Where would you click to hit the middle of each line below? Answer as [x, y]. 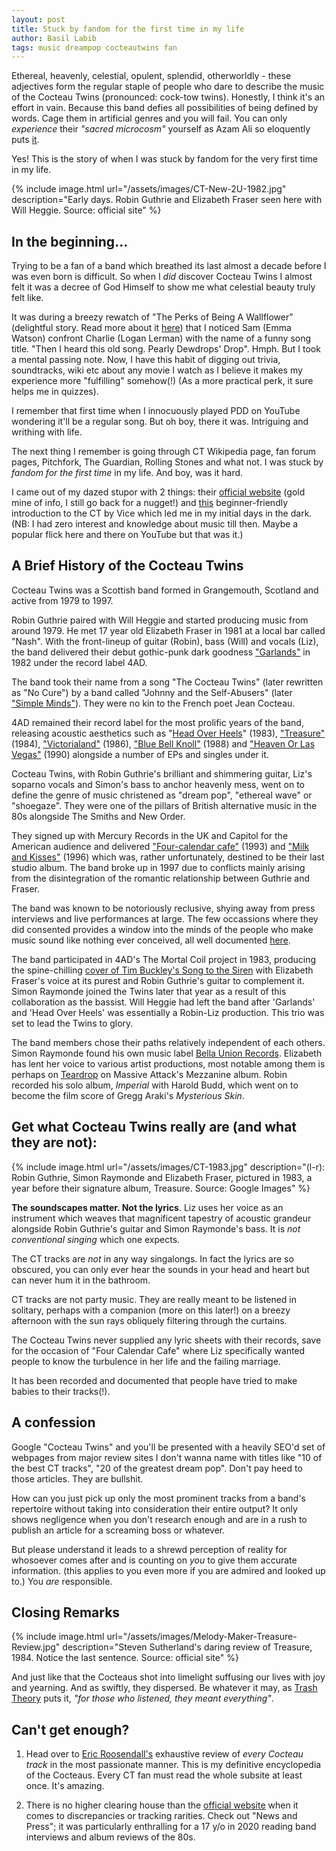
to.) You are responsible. [62, 1581]
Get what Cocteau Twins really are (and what [154, 1127]
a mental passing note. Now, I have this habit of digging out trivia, [146, 360]
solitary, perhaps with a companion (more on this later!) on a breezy [151, 1310]
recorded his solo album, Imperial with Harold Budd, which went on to [155, 1085]
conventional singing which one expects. [96, 1239]
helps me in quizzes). [55, 392]
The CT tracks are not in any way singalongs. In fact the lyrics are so [152, 1258]
